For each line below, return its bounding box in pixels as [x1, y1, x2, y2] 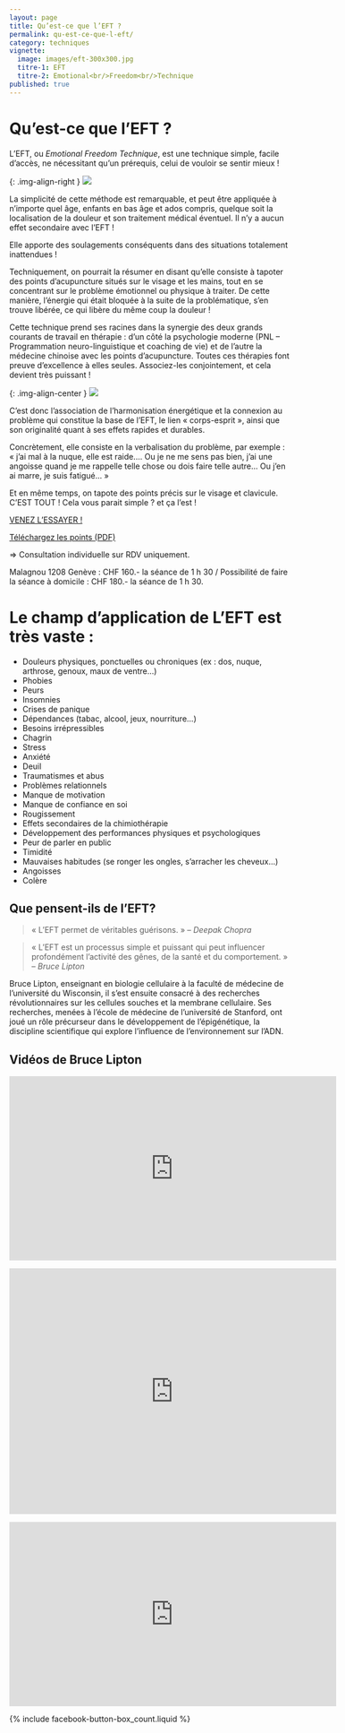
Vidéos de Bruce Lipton [9, 1052, 143, 1067]
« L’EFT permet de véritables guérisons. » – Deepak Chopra [30, 925, 252, 935]
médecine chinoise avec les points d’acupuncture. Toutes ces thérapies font [9, 350, 290, 361]
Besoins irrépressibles [21, 722, 105, 733]
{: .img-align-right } [9, 176, 80, 186]
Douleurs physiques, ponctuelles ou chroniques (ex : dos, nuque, [21, 656, 262, 667]
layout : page [9, 13, 58, 22]
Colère [21, 875, 47, 885]
